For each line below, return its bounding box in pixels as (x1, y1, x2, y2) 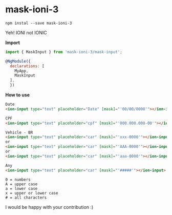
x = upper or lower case (5, 190, 58, 196)
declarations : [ (10, 63, 45, 69)
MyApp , (14, 68, 29, 73)
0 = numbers (5, 177, 31, 182)
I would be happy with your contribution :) (5, 204, 94, 210)
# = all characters (5, 195, 47, 200)
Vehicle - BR (5, 130, 33, 135)
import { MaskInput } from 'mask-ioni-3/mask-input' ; (5, 49, 123, 54)
